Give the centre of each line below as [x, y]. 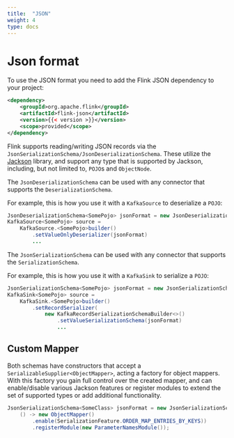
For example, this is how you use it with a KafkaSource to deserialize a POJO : [115, 203]
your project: [25, 88]
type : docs [23, 26]
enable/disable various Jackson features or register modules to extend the [114, 388]
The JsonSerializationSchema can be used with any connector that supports [117, 254]
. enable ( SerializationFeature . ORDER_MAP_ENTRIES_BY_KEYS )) [120, 421]
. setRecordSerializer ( [65, 308]
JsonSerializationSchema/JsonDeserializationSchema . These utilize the [109, 153]
